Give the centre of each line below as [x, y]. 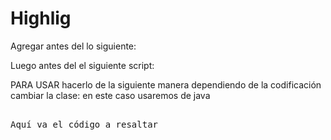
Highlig [41, 18]
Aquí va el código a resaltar [84, 124]
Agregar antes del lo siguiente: [73, 46]
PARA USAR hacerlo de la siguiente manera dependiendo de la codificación [166, 84]
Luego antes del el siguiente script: [82, 65]
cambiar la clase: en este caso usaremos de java [110, 95]
